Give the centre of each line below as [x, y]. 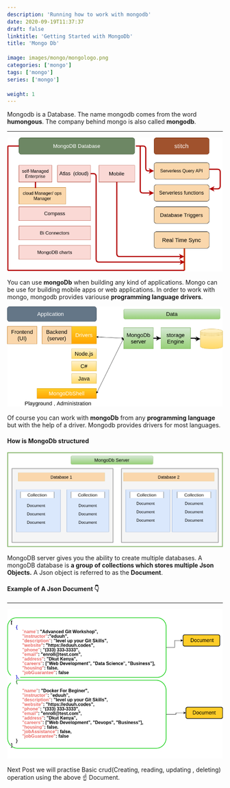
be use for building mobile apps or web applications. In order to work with [111, 290]
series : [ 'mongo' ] [33, 80]
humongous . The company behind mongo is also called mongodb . [102, 122]
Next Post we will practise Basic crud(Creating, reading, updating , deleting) [114, 769]
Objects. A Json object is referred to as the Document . [85, 573]
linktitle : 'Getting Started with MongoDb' [70, 36]
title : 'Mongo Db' [33, 44]
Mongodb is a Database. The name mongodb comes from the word [102, 115]
